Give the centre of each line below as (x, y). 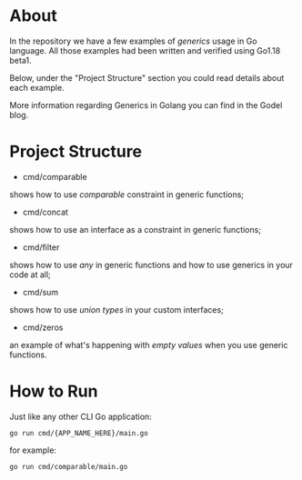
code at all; (30, 275)
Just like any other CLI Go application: (81, 416)
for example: (33, 450)
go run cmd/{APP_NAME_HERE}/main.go (79, 433)
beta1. (20, 60)
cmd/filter (41, 247)
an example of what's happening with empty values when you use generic (149, 345)
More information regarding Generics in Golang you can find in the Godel (146, 105)
